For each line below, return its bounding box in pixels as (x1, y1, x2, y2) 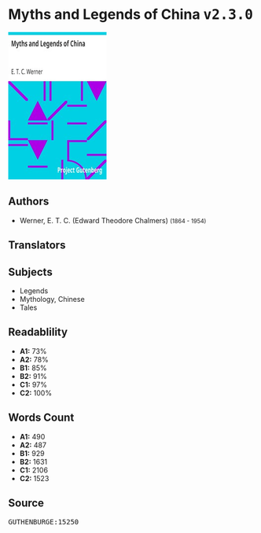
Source (8, 496, 45, 509)
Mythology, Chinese (19, 294, 85, 303)
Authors (8, 195, 50, 208)
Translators (8, 238, 66, 252)
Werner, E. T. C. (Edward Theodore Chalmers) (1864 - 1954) (19, 215, 207, 225)
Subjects (8, 265, 53, 278)
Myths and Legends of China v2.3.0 (8, 6, 254, 24)
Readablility (8, 325, 68, 339)
